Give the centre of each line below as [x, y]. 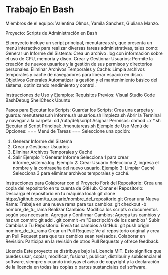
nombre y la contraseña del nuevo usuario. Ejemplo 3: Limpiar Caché [84, 168]
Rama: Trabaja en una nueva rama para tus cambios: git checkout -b [76, 204]
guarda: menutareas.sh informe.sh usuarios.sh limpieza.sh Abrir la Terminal [83, 115]
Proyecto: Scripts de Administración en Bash [51, 33]
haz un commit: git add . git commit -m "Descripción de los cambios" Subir [82, 220]
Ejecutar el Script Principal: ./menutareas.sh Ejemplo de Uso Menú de [77, 126]
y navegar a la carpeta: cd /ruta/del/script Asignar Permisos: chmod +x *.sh [83, 120]
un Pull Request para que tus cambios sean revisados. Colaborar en [75, 236]
